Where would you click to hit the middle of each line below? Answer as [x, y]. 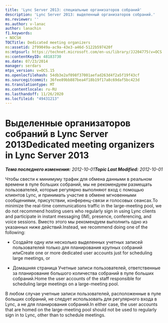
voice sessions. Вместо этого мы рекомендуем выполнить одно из [76, 222]
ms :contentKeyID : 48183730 [33, 57]
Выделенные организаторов [68, 123]
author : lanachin [23, 29]
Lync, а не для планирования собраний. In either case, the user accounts [81, 304]
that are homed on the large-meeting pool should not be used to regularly [81, 310]
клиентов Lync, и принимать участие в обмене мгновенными [71, 195]
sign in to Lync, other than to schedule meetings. [55, 315]
